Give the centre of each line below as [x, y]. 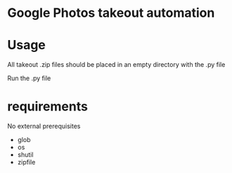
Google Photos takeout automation [111, 13]
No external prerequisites [44, 126]
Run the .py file [29, 78]
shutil [25, 155]
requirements [47, 107]
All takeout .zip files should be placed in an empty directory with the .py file [116, 65]
